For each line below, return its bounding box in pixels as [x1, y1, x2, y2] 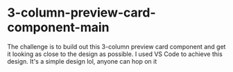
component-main [7, 19, 110, 35]
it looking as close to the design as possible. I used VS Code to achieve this [7, 50, 223, 58]
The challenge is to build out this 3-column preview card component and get [7, 42, 226, 51]
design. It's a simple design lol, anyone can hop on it [7, 57, 157, 65]
